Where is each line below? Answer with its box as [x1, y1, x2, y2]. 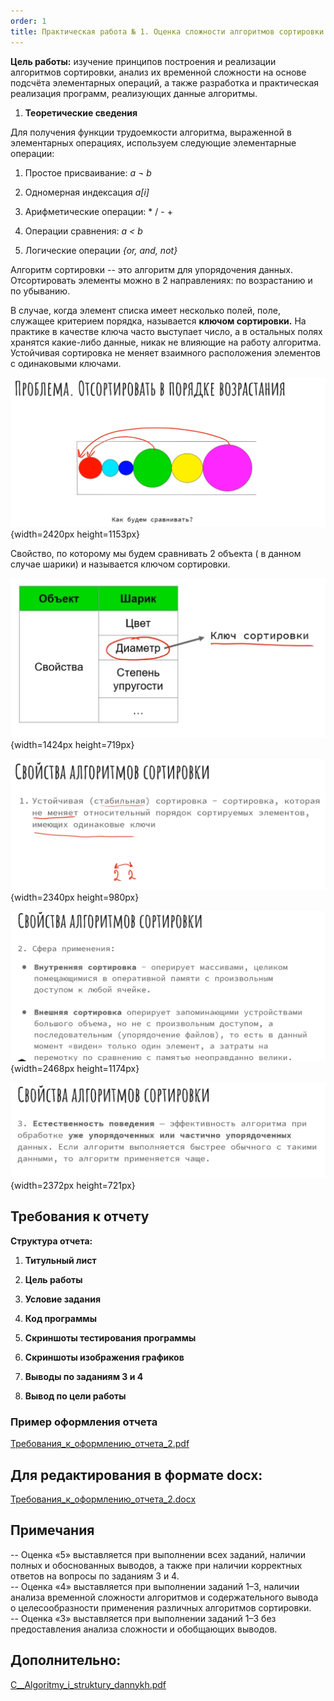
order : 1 [10, 16, 47, 26]
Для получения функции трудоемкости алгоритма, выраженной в [10, 126, 292, 138]
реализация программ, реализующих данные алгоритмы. [10, 87, 258, 99]
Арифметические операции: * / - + [24, 205, 173, 217]
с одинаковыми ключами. [10, 357, 122, 369]
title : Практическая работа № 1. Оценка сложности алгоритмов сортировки [10, 26, 325, 37]
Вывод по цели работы [24, 1390, 127, 1402]
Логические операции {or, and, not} [24, 244, 178, 256]
